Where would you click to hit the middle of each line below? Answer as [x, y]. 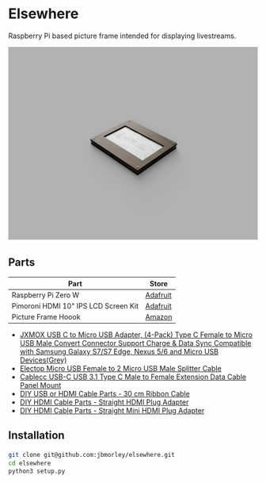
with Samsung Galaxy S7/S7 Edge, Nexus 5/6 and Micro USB [119, 351]
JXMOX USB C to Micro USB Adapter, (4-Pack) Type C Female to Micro [136, 335]
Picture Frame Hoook [46, 317]
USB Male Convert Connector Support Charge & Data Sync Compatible [135, 343]
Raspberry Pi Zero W [46, 295]
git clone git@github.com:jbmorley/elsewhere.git [92, 454]
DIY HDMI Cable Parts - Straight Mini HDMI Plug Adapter [112, 410]
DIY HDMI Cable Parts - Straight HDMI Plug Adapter [104, 402]
